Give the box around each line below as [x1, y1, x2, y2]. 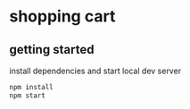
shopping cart [9, 6, 116, 27]
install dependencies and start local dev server [9, 65, 181, 76]
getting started [9, 42, 95, 57]
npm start [9, 91, 46, 100]
